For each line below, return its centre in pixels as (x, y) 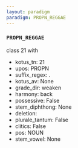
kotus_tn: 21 (30, 62)
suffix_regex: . (33, 75)
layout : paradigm (28, 12)
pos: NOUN (29, 132)
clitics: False (31, 126)
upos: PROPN (32, 68)
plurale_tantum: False (41, 120)
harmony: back (34, 94)
